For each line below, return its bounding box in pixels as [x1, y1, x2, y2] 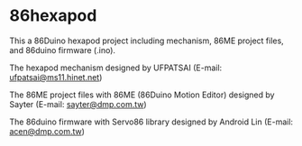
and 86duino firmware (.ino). [9, 44, 115, 55]
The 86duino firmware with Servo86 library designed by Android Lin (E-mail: [9, 116, 294, 127]
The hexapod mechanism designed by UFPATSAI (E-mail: [9, 62, 223, 73]
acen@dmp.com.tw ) [9, 125, 86, 136]
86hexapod [9, 5, 97, 26]
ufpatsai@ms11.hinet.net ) [9, 71, 103, 82]
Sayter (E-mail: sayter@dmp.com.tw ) [9, 98, 147, 109]
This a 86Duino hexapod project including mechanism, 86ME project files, [9, 35, 284, 46]
